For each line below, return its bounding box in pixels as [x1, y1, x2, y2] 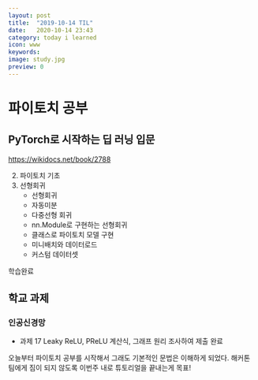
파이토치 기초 [19, 170, 61, 180]
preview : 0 [8, 63, 44, 71]
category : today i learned [8, 33, 97, 42]
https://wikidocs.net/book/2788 [8, 155, 111, 164]
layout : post [8, 11, 51, 20]
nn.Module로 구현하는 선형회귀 [31, 220, 128, 229]
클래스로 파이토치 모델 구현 [31, 229, 114, 239]
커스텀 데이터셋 [31, 249, 79, 259]
